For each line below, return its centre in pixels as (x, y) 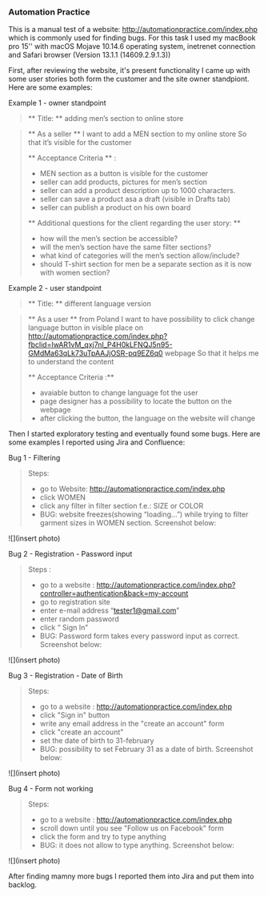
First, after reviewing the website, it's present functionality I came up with (129, 70)
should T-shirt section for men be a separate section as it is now (146, 264)
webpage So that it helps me (212, 353)
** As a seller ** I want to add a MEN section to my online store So (137, 134)
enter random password (79, 619)
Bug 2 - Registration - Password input (70, 554)
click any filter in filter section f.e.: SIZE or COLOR (122, 506)
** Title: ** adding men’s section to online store (106, 119)
